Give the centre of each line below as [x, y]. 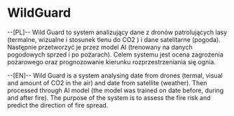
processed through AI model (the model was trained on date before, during [116, 90]
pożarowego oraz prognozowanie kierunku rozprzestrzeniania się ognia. [111, 61]
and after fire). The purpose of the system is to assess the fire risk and [109, 97]
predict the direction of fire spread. [58, 105]
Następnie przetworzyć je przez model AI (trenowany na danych [100, 47]
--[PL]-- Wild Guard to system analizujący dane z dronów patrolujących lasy [117, 32]
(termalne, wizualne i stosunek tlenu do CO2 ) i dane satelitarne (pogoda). [114, 39]
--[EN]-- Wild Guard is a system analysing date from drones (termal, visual [115, 75]
